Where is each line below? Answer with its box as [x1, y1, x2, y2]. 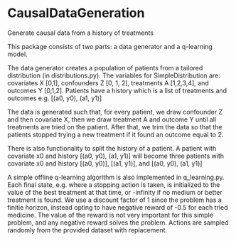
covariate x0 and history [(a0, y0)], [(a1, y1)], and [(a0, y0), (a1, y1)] [7, 159, 203, 168]
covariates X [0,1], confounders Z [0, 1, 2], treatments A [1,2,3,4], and [7, 78, 209, 87]
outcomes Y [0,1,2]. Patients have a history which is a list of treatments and [7, 86, 227, 95]
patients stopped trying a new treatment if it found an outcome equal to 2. [7, 130, 224, 139]
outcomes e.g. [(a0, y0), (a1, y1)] [7, 94, 102, 102]
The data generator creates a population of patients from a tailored [7, 63, 203, 72]
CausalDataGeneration [7, 5, 145, 21]
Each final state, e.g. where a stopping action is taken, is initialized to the [7, 180, 220, 189]
